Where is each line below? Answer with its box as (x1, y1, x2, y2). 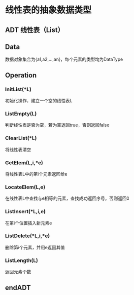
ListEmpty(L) (5, 111, 37, 117)
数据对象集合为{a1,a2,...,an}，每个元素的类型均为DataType (5, 56, 123, 62)
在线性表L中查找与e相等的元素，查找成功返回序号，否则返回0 (5, 195, 130, 201)
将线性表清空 (5, 147, 31, 152)
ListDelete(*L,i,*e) (5, 232, 50, 239)
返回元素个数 (5, 269, 31, 275)
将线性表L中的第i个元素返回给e (5, 171, 67, 177)
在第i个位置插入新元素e (5, 220, 52, 226)
